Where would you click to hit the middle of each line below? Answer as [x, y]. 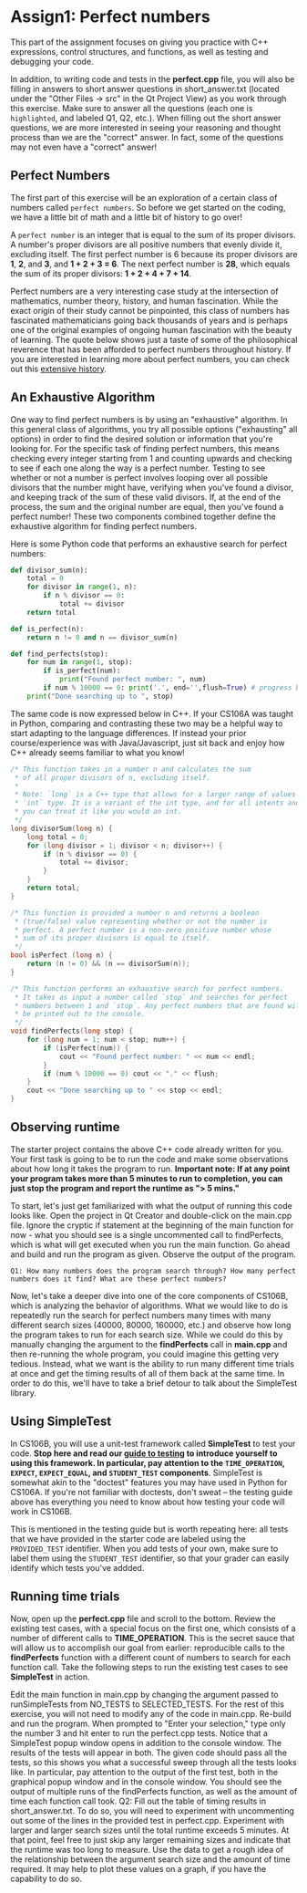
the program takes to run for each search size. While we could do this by [147, 1335]
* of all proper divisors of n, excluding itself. [112, 777]
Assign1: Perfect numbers [110, 17]
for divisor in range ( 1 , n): [82, 587]
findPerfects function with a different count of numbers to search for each [150, 1657]
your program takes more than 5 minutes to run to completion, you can [147, 1178]
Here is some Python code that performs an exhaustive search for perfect [149, 544]
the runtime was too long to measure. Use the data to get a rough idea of [147, 1849]
